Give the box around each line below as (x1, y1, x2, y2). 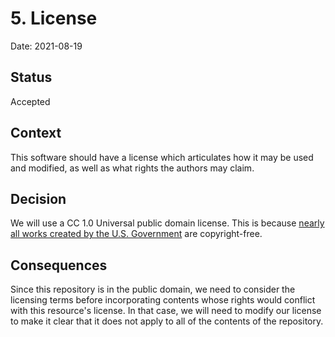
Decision (10, 190, 67, 207)
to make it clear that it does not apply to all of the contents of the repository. (10, 315, 324, 327)
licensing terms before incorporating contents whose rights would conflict (10, 294, 316, 306)
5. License (10, 7, 98, 30)
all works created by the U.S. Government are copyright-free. (10, 228, 263, 240)
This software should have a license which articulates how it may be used (10, 151, 314, 163)
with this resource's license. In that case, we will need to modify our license (10, 305, 322, 317)
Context (10, 125, 62, 142)
